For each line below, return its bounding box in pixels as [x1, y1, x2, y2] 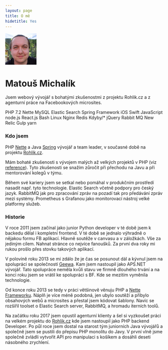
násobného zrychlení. [5, 339, 50, 345]
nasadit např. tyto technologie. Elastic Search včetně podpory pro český [5, 185, 154, 191]
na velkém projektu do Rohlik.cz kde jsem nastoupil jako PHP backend [5, 318, 149, 324]
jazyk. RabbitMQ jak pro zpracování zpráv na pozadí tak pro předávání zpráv [5, 190, 163, 196]
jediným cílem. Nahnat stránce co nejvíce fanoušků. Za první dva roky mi [5, 241, 155, 247]
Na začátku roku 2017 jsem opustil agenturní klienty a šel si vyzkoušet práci [5, 312, 161, 318]
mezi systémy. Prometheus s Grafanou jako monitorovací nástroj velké [5, 195, 150, 201]
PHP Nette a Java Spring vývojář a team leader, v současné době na [5, 144, 146, 150]
